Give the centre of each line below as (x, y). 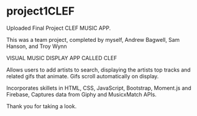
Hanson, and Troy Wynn (37, 46)
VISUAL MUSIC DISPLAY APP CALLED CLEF (62, 58)
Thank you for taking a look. (41, 106)
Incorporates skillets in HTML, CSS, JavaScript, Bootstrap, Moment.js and (99, 88)
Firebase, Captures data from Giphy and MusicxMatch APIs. (81, 94)
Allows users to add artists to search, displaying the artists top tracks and (99, 70)
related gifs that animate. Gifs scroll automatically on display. (83, 76)
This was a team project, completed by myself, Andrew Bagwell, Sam (93, 39)
